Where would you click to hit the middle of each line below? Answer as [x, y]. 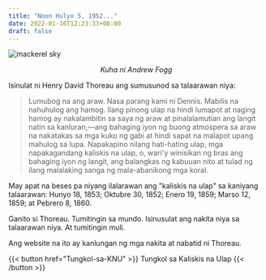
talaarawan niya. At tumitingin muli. [67, 227]
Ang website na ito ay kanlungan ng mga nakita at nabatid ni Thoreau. [125, 243]
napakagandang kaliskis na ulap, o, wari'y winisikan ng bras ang [135, 153]
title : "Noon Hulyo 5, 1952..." [63, 16]
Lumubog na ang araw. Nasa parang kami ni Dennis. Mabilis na [133, 101]
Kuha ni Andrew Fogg [136, 70]
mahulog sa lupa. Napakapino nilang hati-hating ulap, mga [126, 144]
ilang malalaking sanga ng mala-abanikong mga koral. [118, 170]
